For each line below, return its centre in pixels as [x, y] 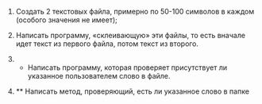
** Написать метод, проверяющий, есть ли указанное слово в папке [133, 91]
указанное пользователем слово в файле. [99, 76]
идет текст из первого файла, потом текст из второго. [107, 44]
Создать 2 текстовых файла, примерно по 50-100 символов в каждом [135, 12]
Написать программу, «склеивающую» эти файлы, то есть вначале [131, 35]
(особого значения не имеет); [66, 20]
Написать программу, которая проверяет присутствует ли [127, 67]
